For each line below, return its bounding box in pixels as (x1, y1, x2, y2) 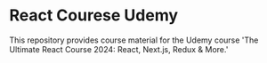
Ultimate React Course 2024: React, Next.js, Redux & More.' (9, 43, 229, 54)
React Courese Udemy (9, 5, 179, 26)
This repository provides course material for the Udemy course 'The (9, 35, 259, 45)
